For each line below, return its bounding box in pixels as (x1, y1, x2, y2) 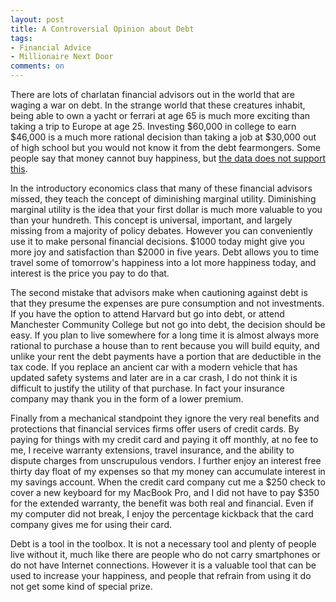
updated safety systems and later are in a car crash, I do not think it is (10, 372, 298, 383)
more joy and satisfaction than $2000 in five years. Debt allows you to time (10, 246, 320, 258)
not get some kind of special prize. (10, 581, 153, 592)
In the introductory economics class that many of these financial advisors (10, 182, 313, 194)
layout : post (10, 14, 65, 25)
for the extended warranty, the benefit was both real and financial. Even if (10, 497, 314, 509)
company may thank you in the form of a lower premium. (10, 393, 244, 405)
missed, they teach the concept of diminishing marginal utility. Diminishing (10, 193, 317, 205)
